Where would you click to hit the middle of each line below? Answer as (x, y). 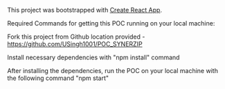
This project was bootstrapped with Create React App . (85, 10)
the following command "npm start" (58, 78)
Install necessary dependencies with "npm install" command (93, 57)
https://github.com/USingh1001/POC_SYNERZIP (75, 44)
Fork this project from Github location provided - (76, 37)
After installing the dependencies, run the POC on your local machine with (112, 71)
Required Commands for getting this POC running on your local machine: (111, 23)
